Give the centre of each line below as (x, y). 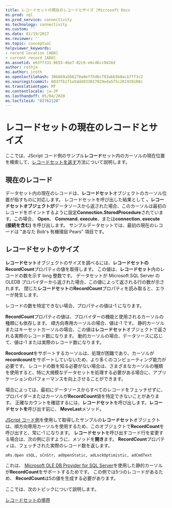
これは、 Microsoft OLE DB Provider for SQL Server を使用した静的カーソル (84, 465)
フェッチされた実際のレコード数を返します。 (66, 445)
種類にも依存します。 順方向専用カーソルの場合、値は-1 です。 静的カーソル (85, 323)
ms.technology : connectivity (36, 24)
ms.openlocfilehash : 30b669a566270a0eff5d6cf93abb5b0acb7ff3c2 (74, 77)
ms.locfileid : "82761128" (33, 101)
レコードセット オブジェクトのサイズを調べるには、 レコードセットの (77, 263)
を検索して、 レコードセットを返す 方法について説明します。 (68, 162)
